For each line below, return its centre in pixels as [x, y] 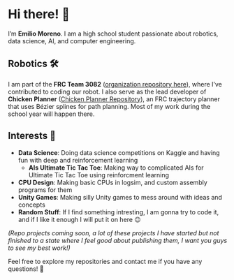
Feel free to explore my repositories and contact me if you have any [105, 261]
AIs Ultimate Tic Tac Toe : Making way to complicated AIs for [116, 168]
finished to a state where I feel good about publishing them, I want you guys [118, 240]
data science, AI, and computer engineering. [72, 40]
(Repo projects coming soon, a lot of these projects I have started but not [114, 233]
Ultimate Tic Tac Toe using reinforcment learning [99, 175]
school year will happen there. [51, 114]
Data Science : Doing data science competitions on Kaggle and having [119, 152]
